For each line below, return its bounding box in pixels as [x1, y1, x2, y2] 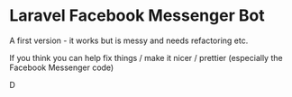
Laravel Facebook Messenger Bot [9, 5, 265, 26]
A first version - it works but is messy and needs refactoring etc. [9, 35, 249, 46]
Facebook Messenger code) [9, 62, 114, 73]
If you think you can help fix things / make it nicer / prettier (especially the [9, 52, 283, 63]
